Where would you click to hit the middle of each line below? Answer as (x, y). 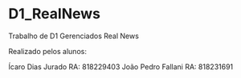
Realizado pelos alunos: (47, 51)
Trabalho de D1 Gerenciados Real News (74, 36)
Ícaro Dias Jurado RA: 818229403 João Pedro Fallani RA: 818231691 (121, 66)
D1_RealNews (55, 14)
